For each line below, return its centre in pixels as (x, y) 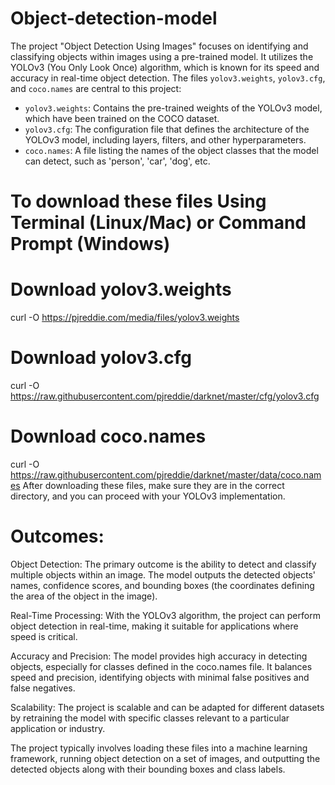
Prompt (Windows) (90, 244)
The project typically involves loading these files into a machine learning (159, 748)
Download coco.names (108, 436)
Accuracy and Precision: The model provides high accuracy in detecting (159, 656)
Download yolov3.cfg (101, 358)
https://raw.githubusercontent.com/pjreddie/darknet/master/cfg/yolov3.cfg (165, 396)
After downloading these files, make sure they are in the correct (153, 485)
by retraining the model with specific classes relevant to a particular (150, 718)
